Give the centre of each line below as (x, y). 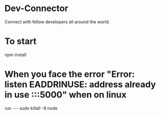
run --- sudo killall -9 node (31, 108)
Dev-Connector (36, 8)
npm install (16, 55)
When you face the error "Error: (70, 74)
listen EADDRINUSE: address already (80, 85)
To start (21, 41)
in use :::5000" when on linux (65, 95)
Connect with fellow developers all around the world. (57, 22)
